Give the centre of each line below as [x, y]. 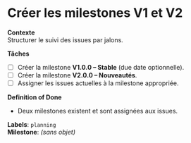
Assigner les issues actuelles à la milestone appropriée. [98, 83]
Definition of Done [35, 97]
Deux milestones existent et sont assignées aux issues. [98, 111]
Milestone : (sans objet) [42, 132]
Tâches [18, 54]
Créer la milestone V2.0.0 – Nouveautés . [77, 75]
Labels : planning [32, 125]
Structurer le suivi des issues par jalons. [65, 39]
